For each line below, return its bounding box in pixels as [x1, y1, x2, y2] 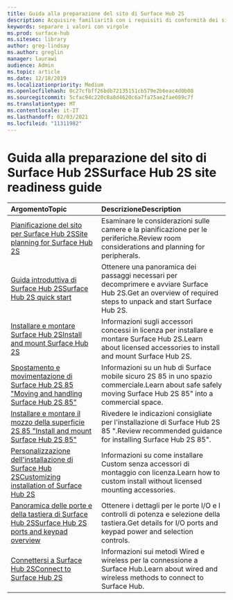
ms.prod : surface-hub [7, 29, 70, 37]
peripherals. [101, 251, 141, 260]
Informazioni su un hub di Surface [101, 362, 212, 372]
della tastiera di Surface [10, 510, 88, 519]
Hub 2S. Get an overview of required [101, 288, 218, 298]
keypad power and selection [101, 527, 193, 537]
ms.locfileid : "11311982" [7, 119, 82, 127]
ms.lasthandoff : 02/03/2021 [7, 113, 89, 120]
